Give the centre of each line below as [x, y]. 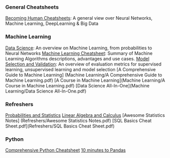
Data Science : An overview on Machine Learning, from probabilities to [79, 48]
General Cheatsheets [32, 7]
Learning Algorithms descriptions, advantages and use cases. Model [77, 58]
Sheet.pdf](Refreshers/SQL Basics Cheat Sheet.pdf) [60, 126]
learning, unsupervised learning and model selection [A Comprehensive [81, 69]
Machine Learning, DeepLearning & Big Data [52, 23]
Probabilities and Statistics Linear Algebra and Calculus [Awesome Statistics [85, 115]
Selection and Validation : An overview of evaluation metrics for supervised [83, 64]
